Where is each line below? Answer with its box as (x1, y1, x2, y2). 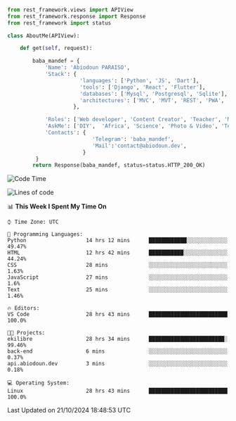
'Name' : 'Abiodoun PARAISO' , (44, 64, 131, 71)
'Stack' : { (44, 70, 77, 78)
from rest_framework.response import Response (7, 13, 146, 20)
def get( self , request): (20, 45, 93, 52)
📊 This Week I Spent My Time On (7, 202, 107, 210)
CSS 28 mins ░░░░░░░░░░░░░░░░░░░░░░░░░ (7, 262, 228, 269)
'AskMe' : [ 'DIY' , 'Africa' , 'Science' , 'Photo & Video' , (44, 122, 218, 130)
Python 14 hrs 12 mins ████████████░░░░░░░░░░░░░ (7, 237, 228, 244)
